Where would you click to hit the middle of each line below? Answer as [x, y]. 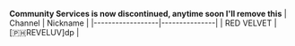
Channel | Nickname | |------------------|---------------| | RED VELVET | [143, 23]
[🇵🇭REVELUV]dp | [44, 32]
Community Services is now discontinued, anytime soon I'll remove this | [148, 14]
